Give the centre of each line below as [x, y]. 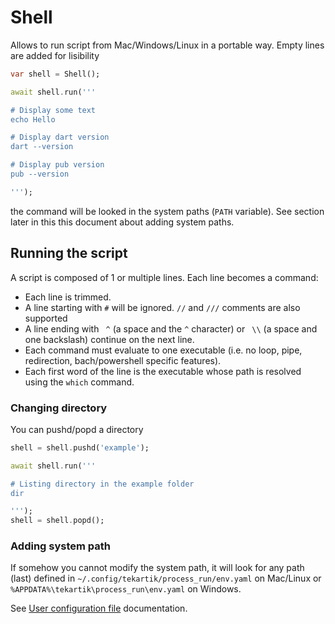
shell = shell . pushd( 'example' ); [80, 447]
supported [46, 318]
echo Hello [33, 119]
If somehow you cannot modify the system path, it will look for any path [157, 568]
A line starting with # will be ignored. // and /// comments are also [162, 307]
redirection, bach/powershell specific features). [123, 360]
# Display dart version [60, 137]
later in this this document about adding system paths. [122, 222]
